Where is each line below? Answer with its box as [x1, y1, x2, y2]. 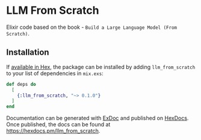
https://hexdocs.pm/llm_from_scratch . [6, 127, 100, 135]
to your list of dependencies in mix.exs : [6, 70, 104, 77]
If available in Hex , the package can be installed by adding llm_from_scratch [6, 63, 196, 70]
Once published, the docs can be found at [6, 121, 111, 128]
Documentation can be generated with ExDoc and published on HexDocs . [6, 115, 189, 122]
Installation [6, 47, 49, 58]
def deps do [6, 81, 36, 87]
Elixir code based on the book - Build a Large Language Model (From [6, 23, 178, 31]
